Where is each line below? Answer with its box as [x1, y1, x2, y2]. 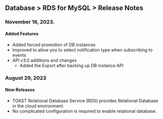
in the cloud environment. [12, 103, 65, 109]
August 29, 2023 [5, 74, 47, 81]
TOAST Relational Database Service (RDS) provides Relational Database [12, 97, 159, 103]
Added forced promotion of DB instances [12, 42, 96, 48]
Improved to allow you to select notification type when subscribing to [12, 47, 153, 53]
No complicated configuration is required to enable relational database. [12, 108, 157, 114]
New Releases [5, 87, 35, 93]
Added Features [5, 30, 39, 36]
